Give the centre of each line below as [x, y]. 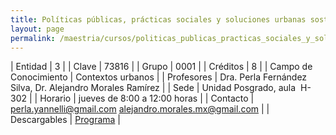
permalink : [33, 38]
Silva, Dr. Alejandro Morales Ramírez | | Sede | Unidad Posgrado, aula [153, 88]
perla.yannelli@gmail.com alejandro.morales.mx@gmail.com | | [140, 109]
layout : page [37, 29]
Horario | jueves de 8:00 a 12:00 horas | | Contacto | [147, 98]
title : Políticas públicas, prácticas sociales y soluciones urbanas [158, 19]
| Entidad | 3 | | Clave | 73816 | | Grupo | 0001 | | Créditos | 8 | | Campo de [161, 67]
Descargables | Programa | [65, 120]
